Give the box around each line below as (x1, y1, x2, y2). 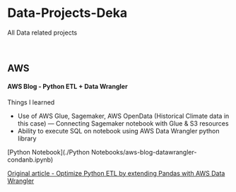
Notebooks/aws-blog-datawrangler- (90, 148, 197, 156)
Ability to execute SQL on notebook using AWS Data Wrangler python (17, 126, 220, 135)
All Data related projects (7, 28, 78, 37)
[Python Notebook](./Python (7, 148, 90, 156)
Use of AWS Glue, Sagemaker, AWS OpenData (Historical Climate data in (17, 112, 230, 120)
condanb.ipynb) (7, 155, 54, 164)
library (17, 134, 37, 143)
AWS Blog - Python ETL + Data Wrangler (7, 82, 129, 90)
